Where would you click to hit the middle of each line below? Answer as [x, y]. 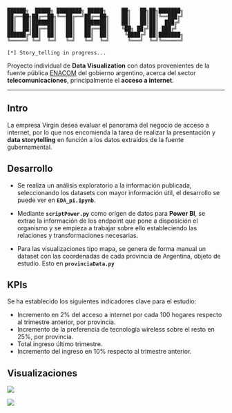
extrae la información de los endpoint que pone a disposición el [107, 221]
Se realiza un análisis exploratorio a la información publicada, [104, 185]
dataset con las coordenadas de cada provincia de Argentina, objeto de [119, 256]
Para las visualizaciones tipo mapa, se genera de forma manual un [112, 248]
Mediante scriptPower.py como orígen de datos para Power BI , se [111, 213]
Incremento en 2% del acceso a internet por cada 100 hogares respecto [119, 315]
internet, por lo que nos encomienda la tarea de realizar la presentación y [112, 132]
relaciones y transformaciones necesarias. [78, 235]
